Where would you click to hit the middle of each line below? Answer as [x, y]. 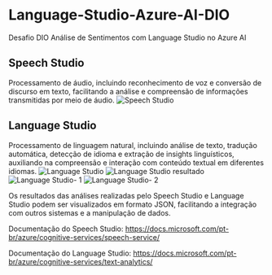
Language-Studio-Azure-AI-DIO [119, 15]
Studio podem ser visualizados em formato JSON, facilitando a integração [133, 204]
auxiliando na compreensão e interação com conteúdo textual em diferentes [136, 162]
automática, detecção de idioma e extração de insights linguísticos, [121, 154]
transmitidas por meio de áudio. [62, 100]
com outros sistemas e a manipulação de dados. [90, 212]
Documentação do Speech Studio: [66, 229]
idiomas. [23, 171]
